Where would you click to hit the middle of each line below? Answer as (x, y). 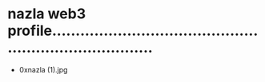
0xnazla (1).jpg (43, 69)
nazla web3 (47, 14)
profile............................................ (133, 31)
